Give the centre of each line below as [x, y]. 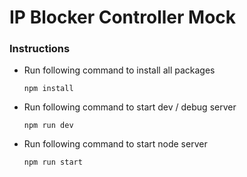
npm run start [53, 162]
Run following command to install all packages [119, 70]
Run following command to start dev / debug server [130, 107]
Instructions [40, 49]
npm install [48, 89]
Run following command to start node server [115, 144]
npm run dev [48, 126]
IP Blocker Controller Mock [123, 17]
